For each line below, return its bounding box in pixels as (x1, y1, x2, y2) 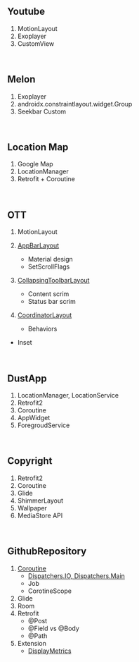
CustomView (17, 39, 55, 48)
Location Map (7, 141, 69, 154)
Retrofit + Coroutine (17, 175, 75, 183)
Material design (27, 255, 74, 264)
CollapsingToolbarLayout (17, 276, 90, 285)
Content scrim (27, 290, 69, 298)
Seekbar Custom (17, 107, 67, 116)
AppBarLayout (17, 241, 60, 250)
